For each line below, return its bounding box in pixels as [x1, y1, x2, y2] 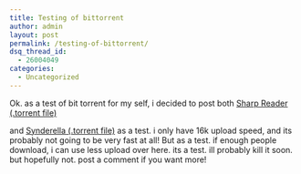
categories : [9, 65, 55, 74]
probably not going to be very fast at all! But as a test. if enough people [9, 134, 277, 146]
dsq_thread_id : [9, 47, 67, 56]
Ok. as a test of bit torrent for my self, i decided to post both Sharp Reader [9, 97, 288, 108]
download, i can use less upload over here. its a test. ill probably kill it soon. [9, 144, 294, 155]
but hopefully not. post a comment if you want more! [9, 154, 207, 165]
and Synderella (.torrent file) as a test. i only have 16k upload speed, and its [9, 125, 293, 136]
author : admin [9, 22, 64, 31]
